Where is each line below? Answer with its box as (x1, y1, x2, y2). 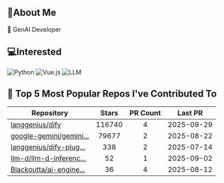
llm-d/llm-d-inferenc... (10, 153, 86, 163)
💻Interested (7, 46, 62, 58)
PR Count (130, 108, 161, 118)
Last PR (177, 108, 203, 118)
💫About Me (7, 7, 57, 19)
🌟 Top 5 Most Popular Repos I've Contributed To (7, 88, 217, 100)
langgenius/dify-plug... (10, 142, 86, 152)
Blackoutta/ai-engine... (10, 165, 85, 175)
